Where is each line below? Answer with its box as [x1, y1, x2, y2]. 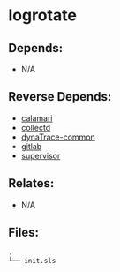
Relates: [8, 176, 55, 191]
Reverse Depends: [8, 89, 112, 104]
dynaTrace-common [20, 132, 96, 142]
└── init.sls [8, 257, 56, 266]
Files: [8, 225, 39, 240]
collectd [20, 122, 51, 132]
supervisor [20, 150, 61, 161]
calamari [20, 112, 53, 124]
